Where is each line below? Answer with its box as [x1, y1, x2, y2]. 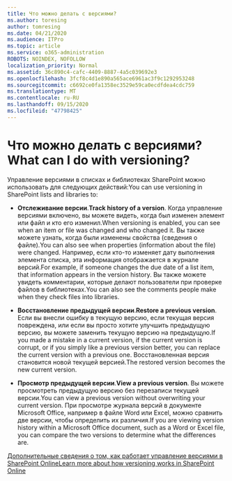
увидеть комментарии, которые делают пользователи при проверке [17, 277, 222, 286]
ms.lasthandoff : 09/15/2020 [7, 101, 89, 108]
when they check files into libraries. [17, 292, 120, 300]
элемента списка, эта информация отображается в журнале [17, 255, 199, 264]
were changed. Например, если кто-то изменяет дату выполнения [17, 248, 215, 257]
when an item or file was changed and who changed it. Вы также [17, 226, 206, 234]
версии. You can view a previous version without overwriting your [17, 393, 206, 402]
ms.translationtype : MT [7, 88, 77, 95]
